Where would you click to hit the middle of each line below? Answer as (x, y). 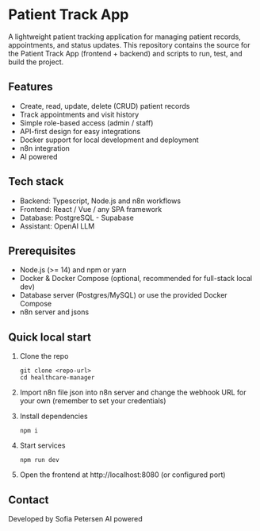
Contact (29, 500)
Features (31, 87)
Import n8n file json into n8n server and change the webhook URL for (133, 392)
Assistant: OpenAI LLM (57, 226)
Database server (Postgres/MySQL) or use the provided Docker (123, 295)
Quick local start (50, 337)
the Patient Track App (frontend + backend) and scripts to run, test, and (125, 53)
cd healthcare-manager (57, 378)
